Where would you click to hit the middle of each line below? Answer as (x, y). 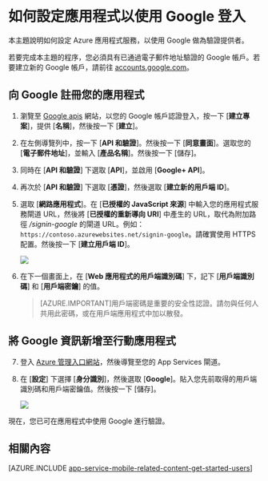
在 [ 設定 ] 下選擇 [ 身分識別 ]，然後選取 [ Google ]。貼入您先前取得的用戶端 (138, 378)
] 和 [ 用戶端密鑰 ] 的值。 (65, 286)
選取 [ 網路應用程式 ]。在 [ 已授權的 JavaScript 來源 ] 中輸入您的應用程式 (136, 204)
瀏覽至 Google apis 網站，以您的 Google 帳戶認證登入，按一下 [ (124, 115)
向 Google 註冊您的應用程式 (76, 95)
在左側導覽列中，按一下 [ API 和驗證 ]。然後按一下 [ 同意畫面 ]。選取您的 (135, 143)
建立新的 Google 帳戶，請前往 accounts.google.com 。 (104, 67)
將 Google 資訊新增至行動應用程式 (92, 341)
